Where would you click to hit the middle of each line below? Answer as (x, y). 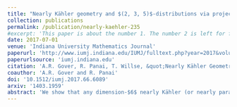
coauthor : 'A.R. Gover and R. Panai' (63, 73)
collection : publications (45, 20)
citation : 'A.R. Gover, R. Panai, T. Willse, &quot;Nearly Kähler (107, 66)
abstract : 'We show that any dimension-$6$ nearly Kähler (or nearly (112, 92)
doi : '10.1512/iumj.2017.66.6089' (58, 79)
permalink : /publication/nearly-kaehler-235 (74, 27)
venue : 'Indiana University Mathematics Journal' (82, 46)
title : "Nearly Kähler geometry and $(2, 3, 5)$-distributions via (109, 14)
